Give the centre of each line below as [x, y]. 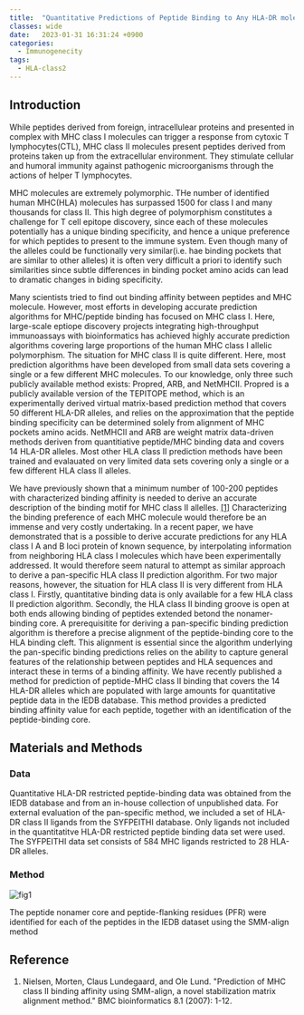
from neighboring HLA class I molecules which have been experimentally [146, 555]
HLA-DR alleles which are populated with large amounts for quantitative [142, 690]
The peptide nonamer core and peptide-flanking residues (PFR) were [138, 912]
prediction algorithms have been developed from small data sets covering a [150, 365]
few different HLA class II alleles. [70, 470]
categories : [32, 43]
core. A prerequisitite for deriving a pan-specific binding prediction [164, 623]
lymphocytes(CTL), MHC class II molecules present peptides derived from [148, 146]
